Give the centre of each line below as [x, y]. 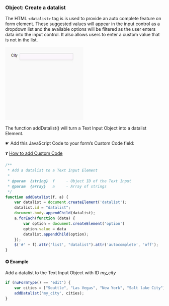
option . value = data [45, 229]
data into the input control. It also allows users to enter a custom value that [82, 35]
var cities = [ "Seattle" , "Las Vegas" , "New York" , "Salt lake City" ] [90, 288]
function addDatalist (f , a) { [37, 197]
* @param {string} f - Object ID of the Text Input [69, 181]
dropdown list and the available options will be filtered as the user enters [80, 29]
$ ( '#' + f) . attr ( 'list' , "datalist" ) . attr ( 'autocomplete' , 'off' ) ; [87, 245]
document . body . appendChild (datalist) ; [55, 213]
